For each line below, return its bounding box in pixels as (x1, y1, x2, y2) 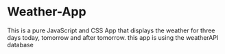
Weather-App (7, 4, 87, 20)
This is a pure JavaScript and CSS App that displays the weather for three (7, 26, 215, 34)
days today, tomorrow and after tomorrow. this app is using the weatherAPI (7, 33, 219, 41)
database (7, 40, 34, 49)
